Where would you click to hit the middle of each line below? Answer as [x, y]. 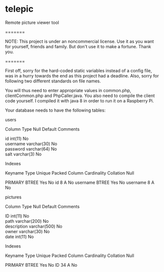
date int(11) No [20, 236]
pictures [13, 197]
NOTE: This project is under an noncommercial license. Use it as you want [80, 41]
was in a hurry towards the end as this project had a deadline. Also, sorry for [82, 76]
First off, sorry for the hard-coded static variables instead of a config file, [79, 70]
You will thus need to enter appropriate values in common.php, [68, 90]
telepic [19, 9]
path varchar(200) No [27, 221]
